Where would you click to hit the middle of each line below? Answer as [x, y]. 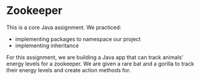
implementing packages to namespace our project [78, 39]
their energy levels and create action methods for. [68, 70]
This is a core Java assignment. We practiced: [64, 27]
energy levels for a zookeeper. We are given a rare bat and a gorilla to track [100, 64]
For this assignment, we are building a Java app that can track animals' [95, 57]
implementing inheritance [47, 45]
